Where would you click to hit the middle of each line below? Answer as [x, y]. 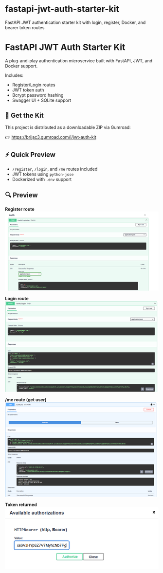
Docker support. [21, 66]
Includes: [14, 75]
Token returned [21, 504]
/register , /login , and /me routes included [55, 169]
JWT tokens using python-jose [43, 174]
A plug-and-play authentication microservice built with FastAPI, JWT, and [79, 61]
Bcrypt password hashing [38, 95]
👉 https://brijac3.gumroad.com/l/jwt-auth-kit [51, 137]
